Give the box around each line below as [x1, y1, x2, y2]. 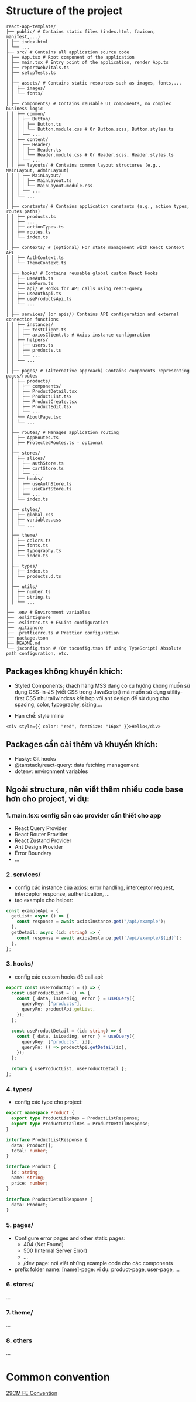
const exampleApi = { [6, 907, 59, 914]
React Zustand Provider [14, 837, 72, 844]
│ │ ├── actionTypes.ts [6, 224, 64, 230]
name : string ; [11, 1175, 46, 1181]
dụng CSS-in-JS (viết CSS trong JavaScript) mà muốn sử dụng [14, 688, 166, 695]
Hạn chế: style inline [14, 712, 64, 719]
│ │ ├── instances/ [6, 321, 54, 327]
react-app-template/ [6, 23, 57, 29]
